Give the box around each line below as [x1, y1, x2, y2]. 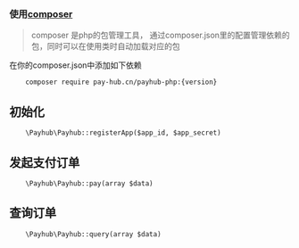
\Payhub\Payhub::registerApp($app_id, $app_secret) [25, 128, 221, 137]
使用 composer [9, 7, 73, 20]
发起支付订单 [9, 154, 80, 170]
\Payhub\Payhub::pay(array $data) [25, 178, 154, 188]
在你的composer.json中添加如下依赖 [9, 60, 143, 70]
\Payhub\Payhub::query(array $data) [25, 229, 162, 238]
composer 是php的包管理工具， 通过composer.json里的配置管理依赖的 [30, 29, 290, 41]
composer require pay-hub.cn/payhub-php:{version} [25, 78, 218, 87]
